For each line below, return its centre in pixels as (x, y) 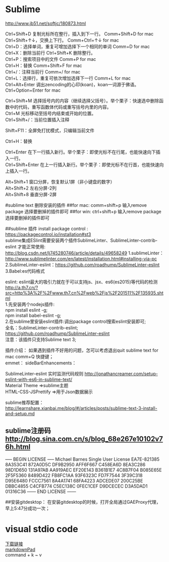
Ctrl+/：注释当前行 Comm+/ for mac (43, 71)
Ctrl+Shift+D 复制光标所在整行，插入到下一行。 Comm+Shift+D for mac (79, 33)
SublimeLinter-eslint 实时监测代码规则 (44, 373)
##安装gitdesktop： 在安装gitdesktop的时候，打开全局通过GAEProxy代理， (83, 502)
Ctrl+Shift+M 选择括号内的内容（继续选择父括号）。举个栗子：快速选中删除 (82, 100)
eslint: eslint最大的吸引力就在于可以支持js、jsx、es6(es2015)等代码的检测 (81, 282)
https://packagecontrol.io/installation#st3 (48, 234)
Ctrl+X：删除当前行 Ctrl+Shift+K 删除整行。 (50, 53)
